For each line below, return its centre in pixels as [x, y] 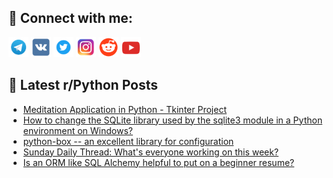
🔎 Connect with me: [70, 18]
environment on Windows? [77, 130]
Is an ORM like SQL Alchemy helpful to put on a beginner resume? [158, 162]
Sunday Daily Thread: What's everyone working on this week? [151, 152]
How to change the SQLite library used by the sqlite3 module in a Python [172, 120]
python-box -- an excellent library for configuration [128, 141]
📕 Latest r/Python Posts [83, 85]
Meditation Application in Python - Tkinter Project [124, 109]
